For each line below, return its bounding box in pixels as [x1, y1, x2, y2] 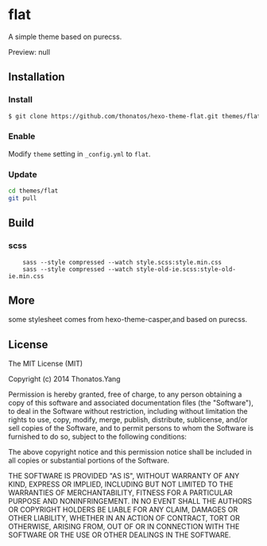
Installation [8, 70, 65, 84]
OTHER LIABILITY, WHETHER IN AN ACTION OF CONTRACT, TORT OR [8, 513, 240, 523]
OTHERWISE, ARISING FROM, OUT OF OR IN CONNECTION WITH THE [8, 522, 240, 532]
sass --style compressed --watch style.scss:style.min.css [22, 258, 222, 266]
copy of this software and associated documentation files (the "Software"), [8, 398, 254, 408]
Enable [8, 131, 36, 142]
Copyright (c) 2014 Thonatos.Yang [8, 374, 121, 384]
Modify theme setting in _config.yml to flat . [8, 149, 151, 158]
